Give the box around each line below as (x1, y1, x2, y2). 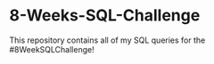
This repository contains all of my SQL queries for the (9, 35, 206, 45)
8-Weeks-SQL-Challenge (9, 5, 201, 26)
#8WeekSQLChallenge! (9, 44, 95, 54)
